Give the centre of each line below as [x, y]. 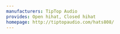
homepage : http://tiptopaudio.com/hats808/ [60, 22]
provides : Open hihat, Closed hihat [51, 17]
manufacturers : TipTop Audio [42, 11]
